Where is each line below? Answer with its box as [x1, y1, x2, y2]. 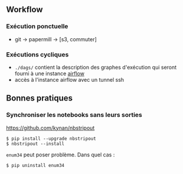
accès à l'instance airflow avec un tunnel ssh [14, 76, 125, 83]
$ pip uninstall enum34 [6, 162, 65, 168]
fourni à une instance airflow [14, 70, 84, 77]
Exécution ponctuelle [6, 22, 68, 31]
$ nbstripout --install [6, 140, 65, 146]
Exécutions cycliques [6, 50, 69, 58]
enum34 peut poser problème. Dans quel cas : [6, 151, 115, 158]
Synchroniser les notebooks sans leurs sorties [6, 111, 143, 119]
